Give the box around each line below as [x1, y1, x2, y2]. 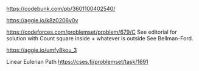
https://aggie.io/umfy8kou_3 [6, 46, 77, 54]
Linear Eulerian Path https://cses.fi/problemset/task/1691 [6, 58, 148, 65]
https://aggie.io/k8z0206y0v [6, 17, 79, 23]
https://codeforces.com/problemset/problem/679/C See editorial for [6, 28, 178, 35]
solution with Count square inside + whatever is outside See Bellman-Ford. [6, 35, 194, 42]
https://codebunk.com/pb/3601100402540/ [6, 5, 116, 12]
